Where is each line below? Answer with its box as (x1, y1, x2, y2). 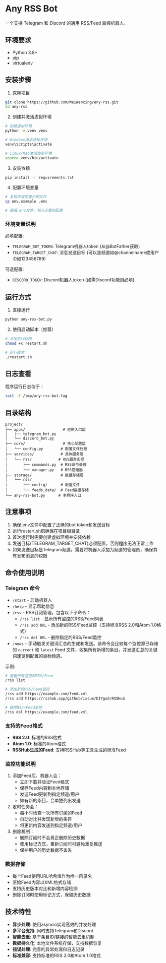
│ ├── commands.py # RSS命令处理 (5, 462, 87, 467)
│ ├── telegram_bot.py (5, 432, 56, 437)
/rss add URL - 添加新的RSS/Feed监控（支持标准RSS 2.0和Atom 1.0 (19, 622, 157, 628)
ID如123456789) (12, 256, 46, 262)
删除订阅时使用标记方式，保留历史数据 (12, 892, 91, 898)
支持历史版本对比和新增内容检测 (12, 885, 78, 891)
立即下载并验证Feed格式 (19, 779, 69, 785)
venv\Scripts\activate (5, 142, 52, 147)
